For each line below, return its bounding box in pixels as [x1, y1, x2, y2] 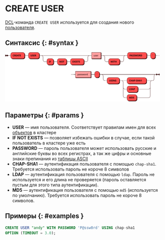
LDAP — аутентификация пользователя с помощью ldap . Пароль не [12, 171, 155, 177]
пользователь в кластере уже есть [12, 140, 86, 146]
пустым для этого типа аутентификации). [12, 182, 99, 188]
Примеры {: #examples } [5, 211, 84, 220]
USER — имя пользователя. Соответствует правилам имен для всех [12, 124, 156, 130]
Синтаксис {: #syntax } [5, 39, 79, 47]
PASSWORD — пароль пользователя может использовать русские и [12, 145, 157, 151]
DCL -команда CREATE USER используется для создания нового [5, 19, 134, 25]
